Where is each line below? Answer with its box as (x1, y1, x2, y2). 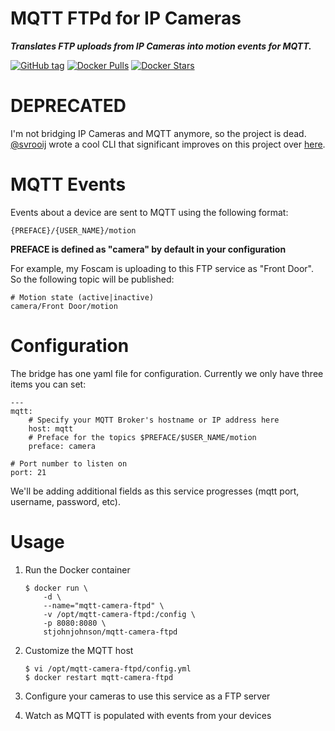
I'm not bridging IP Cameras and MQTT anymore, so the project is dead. (10, 127, 307, 139)
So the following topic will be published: (10, 273, 175, 285)
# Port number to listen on (10, 458, 128, 469)
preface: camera (28, 441, 97, 451)
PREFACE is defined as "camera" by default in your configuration (10, 243, 287, 255)
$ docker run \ (24, 583, 89, 593)
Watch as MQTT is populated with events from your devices (24, 709, 272, 721)
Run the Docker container (24, 563, 131, 576)
